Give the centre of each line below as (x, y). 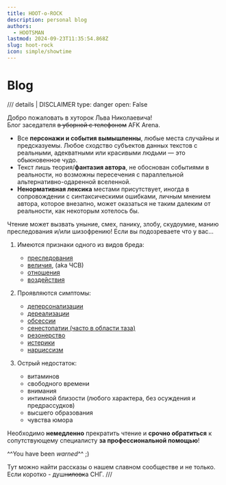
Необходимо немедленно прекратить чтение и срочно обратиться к (110, 433)
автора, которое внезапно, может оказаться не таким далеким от (114, 203)
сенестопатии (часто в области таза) (81, 328)
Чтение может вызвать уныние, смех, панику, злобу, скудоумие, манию (113, 224)
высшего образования (60, 412)
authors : (20, 26)
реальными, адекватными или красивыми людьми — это (101, 153)
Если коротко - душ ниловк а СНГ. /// (60, 474)
